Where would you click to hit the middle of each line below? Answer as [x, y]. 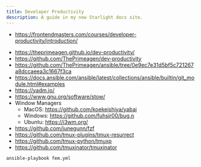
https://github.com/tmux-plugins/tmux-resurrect [74, 134]
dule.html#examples [40, 83]
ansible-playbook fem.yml [38, 158]
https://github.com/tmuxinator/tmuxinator [66, 147]
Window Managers [38, 103]
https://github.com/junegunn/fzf [54, 128]
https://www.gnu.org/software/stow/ [60, 97]
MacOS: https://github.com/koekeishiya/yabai [80, 109]
